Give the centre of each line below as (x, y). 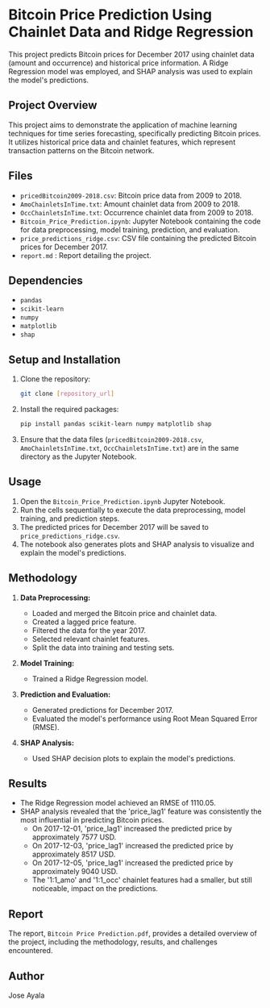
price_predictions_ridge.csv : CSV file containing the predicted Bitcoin (138, 238)
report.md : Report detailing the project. (85, 255)
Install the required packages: (69, 410)
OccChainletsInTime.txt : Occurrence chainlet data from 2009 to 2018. (137, 212)
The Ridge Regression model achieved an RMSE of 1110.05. (118, 803)
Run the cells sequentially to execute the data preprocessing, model (133, 510)
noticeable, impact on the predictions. (95, 889)
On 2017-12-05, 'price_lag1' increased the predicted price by (133, 863)
